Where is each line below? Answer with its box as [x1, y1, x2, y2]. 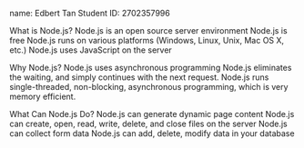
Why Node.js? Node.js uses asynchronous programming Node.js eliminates [9, 63, 292, 73]
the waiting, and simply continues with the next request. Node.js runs [9, 72, 269, 83]
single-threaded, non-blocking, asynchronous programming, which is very [9, 82, 289, 92]
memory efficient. [9, 91, 76, 102]
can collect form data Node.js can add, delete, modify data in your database [9, 128, 295, 139]
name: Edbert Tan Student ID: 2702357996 [9, 8, 170, 18]
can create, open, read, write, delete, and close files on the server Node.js [9, 118, 289, 129]
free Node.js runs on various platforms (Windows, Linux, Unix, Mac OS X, [9, 35, 285, 45]
